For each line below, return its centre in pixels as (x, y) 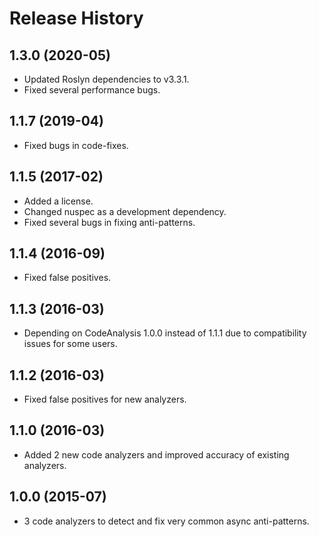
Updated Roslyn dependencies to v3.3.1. (106, 79)
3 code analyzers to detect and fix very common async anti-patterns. (166, 521)
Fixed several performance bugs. (92, 90)
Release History (76, 18)
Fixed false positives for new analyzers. (105, 399)
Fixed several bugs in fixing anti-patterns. (109, 222)
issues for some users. (70, 344)
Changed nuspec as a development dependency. (125, 211)
